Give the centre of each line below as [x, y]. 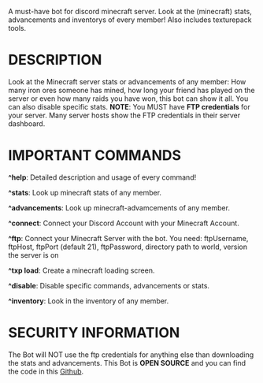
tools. [17, 28]
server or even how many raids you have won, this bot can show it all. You [128, 99]
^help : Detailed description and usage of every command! [102, 177]
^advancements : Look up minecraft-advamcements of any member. [119, 207]
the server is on [33, 255]
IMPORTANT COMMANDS [95, 156]
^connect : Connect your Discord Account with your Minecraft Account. [124, 223]
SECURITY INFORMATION [94, 333]
